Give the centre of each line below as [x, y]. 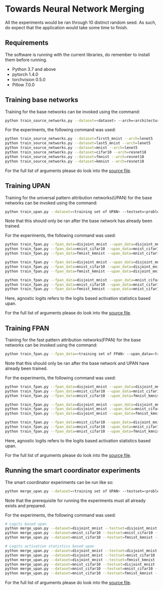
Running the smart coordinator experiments [73, 471]
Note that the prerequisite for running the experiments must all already [75, 500]
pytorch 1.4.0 [25, 74]
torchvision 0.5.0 [29, 79]
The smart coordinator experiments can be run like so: [59, 482]
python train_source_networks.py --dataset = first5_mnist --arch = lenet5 [79, 139]
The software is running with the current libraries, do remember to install [78, 54]
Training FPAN [27, 328]
